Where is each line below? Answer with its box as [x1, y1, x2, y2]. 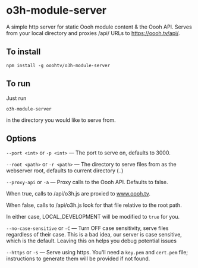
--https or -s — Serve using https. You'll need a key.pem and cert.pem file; [6, 249, 188, 256]
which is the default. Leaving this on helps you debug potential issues [6, 237, 177, 244]
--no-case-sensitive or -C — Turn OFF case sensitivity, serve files [6, 225, 169, 232]
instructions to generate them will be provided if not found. [6, 255, 150, 262]
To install [6, 47, 41, 57]
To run [6, 78, 31, 89]
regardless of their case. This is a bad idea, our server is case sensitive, [6, 231, 183, 238]
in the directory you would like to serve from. [6, 116, 116, 124]
